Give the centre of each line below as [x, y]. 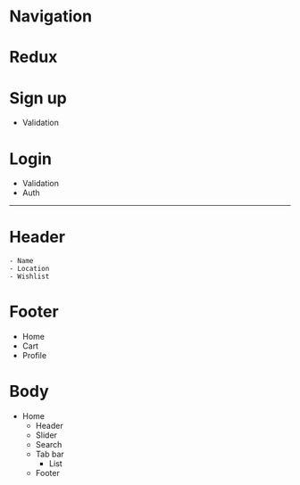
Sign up [38, 98]
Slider [46, 435]
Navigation [50, 16]
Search [49, 445]
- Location [29, 269]
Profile [34, 356]
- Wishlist [29, 277]
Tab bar [50, 454]
